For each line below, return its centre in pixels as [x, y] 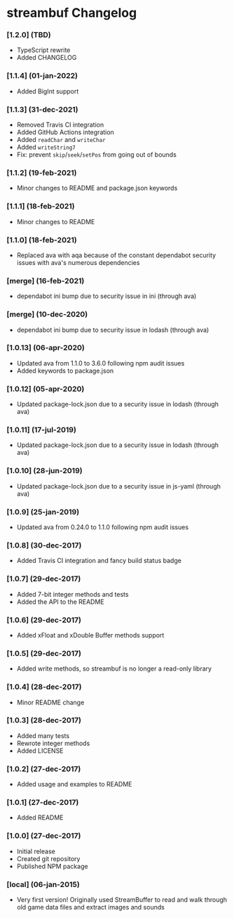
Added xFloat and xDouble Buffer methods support [90, 635]
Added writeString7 [46, 147]
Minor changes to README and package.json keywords [97, 188]
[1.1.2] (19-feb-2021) [42, 173]
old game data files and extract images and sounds [91, 907]
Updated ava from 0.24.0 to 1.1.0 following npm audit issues [103, 527]
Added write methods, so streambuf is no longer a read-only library [114, 668]
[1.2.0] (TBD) [29, 35]
